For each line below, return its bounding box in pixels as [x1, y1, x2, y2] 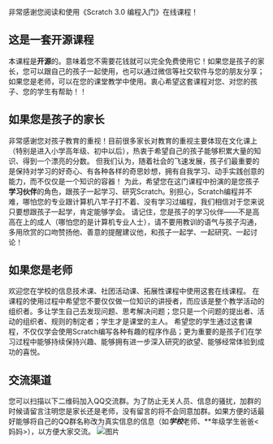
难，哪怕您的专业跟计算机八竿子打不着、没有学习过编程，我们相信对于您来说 [8, 196, 265, 206]
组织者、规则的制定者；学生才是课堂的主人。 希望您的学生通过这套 [22, 317, 245, 326]
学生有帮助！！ [36, 86, 87, 96]
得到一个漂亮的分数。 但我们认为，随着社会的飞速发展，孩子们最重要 [22, 156, 253, 166]
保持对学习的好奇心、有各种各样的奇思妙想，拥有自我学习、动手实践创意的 [15, 166, 265, 176]
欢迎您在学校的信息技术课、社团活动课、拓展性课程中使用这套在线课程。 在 [8, 287, 260, 296]
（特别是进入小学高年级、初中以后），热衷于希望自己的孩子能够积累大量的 [8, 145, 254, 156]
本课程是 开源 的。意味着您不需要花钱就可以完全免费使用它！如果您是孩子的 [8, 56, 258, 66]
